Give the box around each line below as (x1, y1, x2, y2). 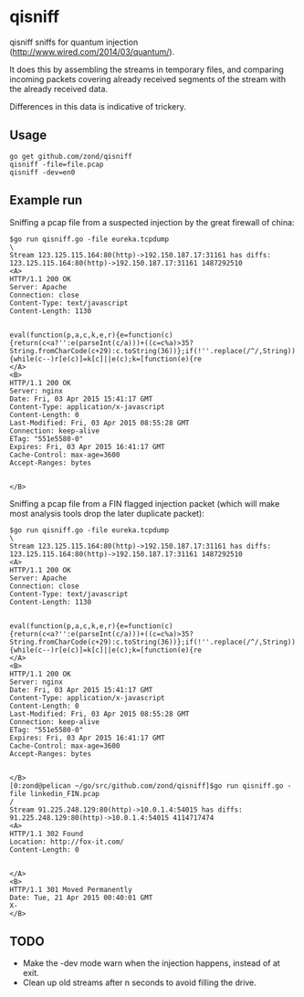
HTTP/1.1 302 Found (9, 829, 84, 838)
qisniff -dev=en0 (9, 167, 76, 177)
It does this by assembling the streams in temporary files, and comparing (9, 64, 285, 75)
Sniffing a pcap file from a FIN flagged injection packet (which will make (9, 498, 280, 509)
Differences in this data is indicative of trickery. (9, 100, 187, 111)
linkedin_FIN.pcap (29, 789, 100, 798)
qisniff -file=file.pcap (9, 160, 104, 169)
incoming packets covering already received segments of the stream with (9, 73, 286, 84)
